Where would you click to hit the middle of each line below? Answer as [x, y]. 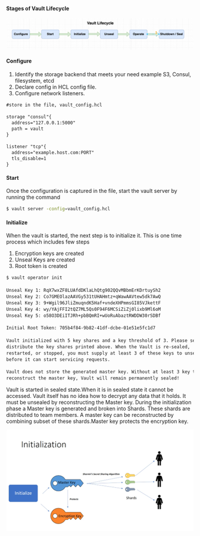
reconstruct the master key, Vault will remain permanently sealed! [93, 378]
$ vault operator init [34, 278]
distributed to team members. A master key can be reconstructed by [90, 415]
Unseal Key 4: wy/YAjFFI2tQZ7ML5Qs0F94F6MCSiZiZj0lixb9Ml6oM [84, 309]
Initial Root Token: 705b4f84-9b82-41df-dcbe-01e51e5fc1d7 [81, 328]
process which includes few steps [48, 242]
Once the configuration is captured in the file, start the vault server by [92, 191]
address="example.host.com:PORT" [53, 153]
